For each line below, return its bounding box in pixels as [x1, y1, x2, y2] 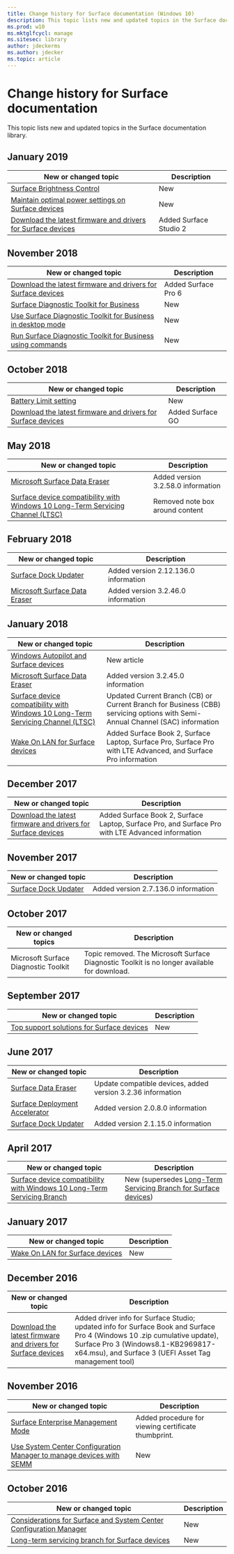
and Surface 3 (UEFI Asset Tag [109, 1348, 211, 1358]
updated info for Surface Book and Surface [74, 1322, 216, 1332]
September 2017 [7, 990, 80, 1002]
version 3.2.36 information [93, 1087, 182, 1097]
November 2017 [7, 851, 78, 863]
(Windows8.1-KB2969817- [121, 1339, 216, 1349]
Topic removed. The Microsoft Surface [84, 949, 210, 959]
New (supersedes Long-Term [124, 1175, 223, 1184]
